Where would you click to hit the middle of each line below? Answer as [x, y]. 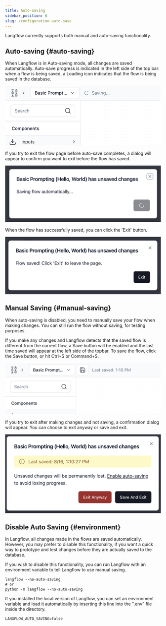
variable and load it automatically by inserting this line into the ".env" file [79, 604]
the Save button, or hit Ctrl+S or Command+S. [52, 356]
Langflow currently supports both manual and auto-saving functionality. [78, 36]
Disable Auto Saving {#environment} [63, 527]
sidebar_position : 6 [26, 16]
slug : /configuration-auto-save [38, 21]
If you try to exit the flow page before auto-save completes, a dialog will [78, 153]
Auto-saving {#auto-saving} [50, 51]
